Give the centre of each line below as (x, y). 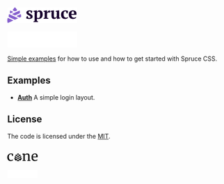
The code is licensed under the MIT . (59, 136)
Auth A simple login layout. (56, 97)
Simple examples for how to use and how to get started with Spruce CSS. (112, 59)
